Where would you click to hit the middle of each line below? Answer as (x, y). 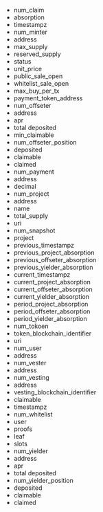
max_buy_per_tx (36, 91)
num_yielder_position (43, 481)
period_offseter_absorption (52, 311)
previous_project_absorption (54, 253)
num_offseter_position (45, 142)
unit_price (28, 69)
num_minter (31, 32)
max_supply (31, 47)
